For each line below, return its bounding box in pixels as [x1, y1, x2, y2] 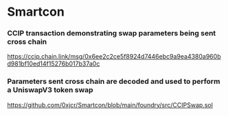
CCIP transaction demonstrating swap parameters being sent [7, 29, 216, 38]
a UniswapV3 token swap [7, 85, 94, 95]
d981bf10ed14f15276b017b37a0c [7, 59, 100, 68]
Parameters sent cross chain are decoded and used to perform [7, 76, 220, 86]
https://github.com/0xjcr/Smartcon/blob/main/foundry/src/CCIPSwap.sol [7, 100, 213, 109]
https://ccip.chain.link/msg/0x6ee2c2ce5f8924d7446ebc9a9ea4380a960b [7, 53, 221, 61]
